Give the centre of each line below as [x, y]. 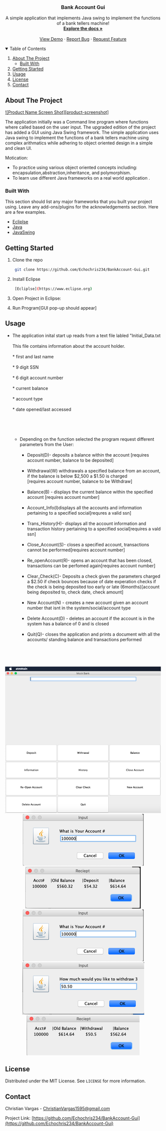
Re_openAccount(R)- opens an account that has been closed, [90, 560]
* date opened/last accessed [42, 409]
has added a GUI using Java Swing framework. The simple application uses [82, 133]
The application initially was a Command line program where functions [77, 122]
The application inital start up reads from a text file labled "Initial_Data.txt [86, 335]
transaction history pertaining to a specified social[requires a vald [94, 529]
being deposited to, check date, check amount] [75, 592]
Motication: [17, 158]
